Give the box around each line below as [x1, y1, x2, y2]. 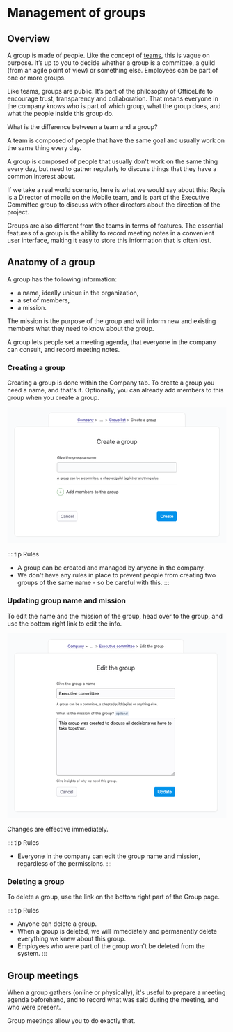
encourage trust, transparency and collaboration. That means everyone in [7, 94, 219, 103]
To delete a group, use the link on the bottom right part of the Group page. [7, 892, 220, 901]
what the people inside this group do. [7, 110, 114, 117]
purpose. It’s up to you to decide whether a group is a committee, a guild [7, 59, 216, 67]
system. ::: [17, 950, 47, 958]
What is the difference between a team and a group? [7, 123, 158, 131]
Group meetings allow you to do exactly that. [7, 1016, 136, 1024]
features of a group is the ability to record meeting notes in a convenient [7, 229, 214, 237]
